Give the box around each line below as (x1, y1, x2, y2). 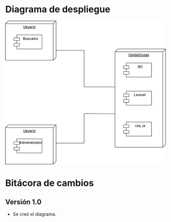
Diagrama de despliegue (5, 4, 110, 15)
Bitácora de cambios (5, 177, 94, 189)
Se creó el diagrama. (12, 211, 56, 217)
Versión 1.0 (5, 198, 42, 206)
